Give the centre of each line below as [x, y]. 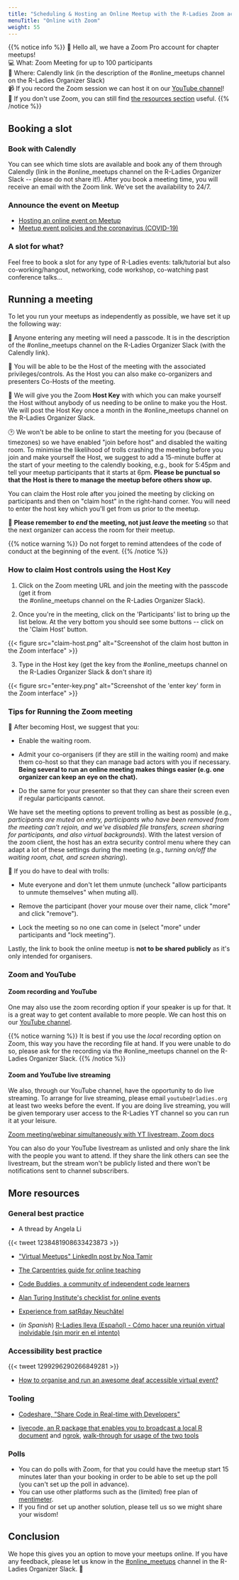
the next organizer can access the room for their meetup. [91, 530]
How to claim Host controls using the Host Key [89, 570]
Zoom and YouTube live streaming [59, 1075]
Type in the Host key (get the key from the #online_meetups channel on [123, 664]
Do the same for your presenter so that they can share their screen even [124, 791]
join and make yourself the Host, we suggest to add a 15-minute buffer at [115, 458]
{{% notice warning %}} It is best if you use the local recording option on [115, 1036]
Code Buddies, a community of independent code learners [104, 1284]
